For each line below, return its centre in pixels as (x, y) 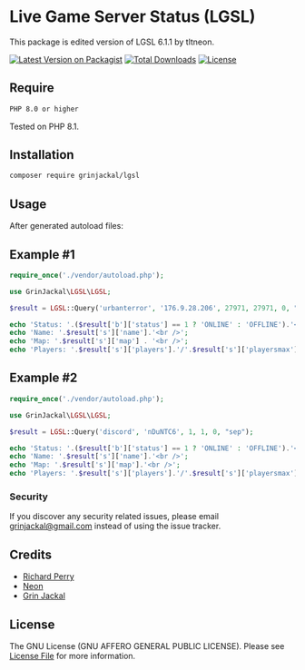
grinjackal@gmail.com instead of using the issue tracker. (115, 526)
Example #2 (44, 378)
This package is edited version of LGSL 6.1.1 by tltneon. (112, 42)
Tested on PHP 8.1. (44, 126)
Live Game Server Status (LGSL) (133, 17)
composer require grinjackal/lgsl (75, 176)
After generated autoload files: (67, 226)
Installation (42, 155)
